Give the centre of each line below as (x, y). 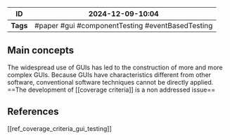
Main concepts (41, 51)
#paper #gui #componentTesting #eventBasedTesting (123, 26)
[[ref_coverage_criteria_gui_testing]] (60, 128)
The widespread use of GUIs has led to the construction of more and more (115, 67)
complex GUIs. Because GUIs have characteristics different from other (109, 75)
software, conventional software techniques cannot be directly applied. (110, 82)
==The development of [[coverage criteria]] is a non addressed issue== (111, 90)
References (33, 112)
